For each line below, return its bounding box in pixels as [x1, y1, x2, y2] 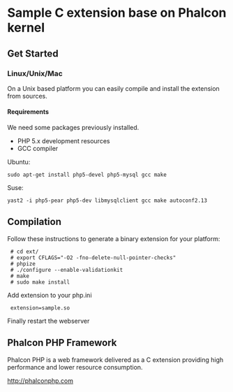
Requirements [7, 108, 50, 116]
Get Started [7, 48, 59, 59]
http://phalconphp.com [7, 376, 74, 385]
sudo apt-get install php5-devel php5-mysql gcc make [7, 171, 167, 179]
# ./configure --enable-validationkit [10, 266, 123, 273]
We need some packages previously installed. [7, 124, 140, 132]
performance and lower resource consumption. [7, 363, 143, 371]
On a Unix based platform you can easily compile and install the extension [7, 84, 220, 92]
